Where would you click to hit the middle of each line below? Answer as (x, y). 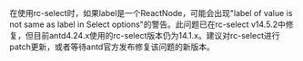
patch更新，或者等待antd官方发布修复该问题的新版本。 (112, 47)
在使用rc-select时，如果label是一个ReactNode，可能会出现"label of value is (151, 13)
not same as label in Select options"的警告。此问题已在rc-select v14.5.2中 (148, 24)
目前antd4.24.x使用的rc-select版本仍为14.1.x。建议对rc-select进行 (157, 35)
